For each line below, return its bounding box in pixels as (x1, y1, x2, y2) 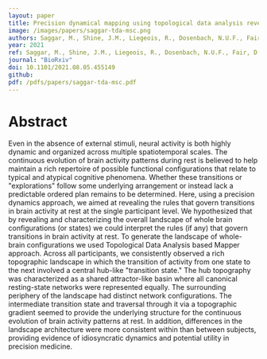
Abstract (8, 112, 68, 131)
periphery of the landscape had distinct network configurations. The (8, 291, 232, 301)
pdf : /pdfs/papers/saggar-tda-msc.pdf (8, 78, 137, 86)
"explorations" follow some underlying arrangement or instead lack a (8, 181, 234, 191)
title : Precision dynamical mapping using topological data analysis (8, 19, 244, 27)
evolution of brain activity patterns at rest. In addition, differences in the (8, 316, 243, 326)
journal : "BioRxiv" (8, 57, 73, 64)
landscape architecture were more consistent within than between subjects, (8, 325, 257, 334)
